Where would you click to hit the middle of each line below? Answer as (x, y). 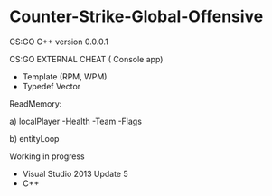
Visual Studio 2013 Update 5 (75, 173)
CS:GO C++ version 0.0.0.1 (59, 42)
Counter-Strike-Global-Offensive (136, 17)
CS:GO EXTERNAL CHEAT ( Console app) (86, 59)
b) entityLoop (34, 138)
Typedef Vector (52, 86)
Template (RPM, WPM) (65, 76)
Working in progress (47, 156)
